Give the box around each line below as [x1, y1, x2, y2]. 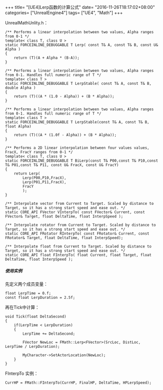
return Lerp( [14, 171, 41, 176]
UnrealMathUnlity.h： [5, 20, 48, 25]
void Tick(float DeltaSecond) [5, 314, 67, 319]
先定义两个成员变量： [5, 281, 48, 287]
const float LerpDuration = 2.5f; [5, 295, 76, 300]
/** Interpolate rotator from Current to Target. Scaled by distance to [5, 222, 156, 227]
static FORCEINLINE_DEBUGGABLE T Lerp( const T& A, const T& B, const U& [5, 43, 159, 48]
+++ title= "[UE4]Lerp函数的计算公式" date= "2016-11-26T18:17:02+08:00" [5, 4, 155, 10]
